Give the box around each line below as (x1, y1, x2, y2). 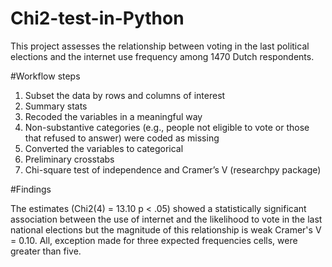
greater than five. (10, 245, 82, 257)
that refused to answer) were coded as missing (24, 132, 220, 144)
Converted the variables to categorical (24, 142, 184, 154)
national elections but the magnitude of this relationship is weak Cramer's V (10, 223, 322, 236)
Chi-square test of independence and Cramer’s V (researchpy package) (24, 163, 322, 176)
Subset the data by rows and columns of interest (24, 89, 226, 101)
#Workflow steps (10, 70, 81, 82)
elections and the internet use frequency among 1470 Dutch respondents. (10, 50, 315, 62)
